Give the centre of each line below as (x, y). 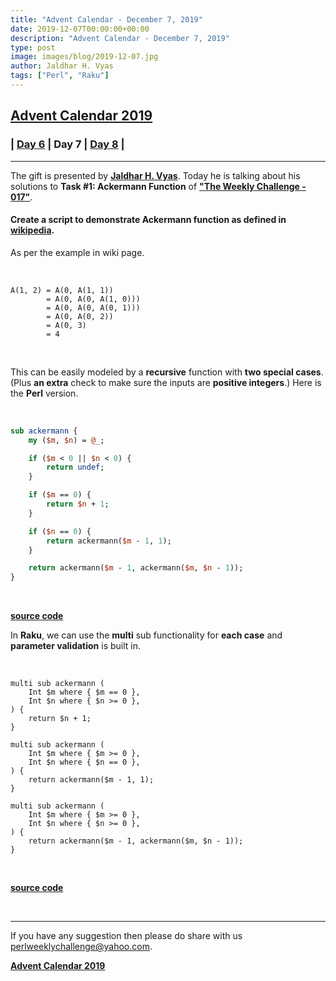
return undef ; (75, 467)
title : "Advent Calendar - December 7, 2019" (106, 19)
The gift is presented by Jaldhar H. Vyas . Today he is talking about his (155, 175)
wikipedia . (32, 230)
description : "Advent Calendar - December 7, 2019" (120, 38)
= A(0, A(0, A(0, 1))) (93, 307)
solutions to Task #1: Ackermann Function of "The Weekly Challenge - (158, 186)
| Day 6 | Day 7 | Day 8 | (67, 144)
